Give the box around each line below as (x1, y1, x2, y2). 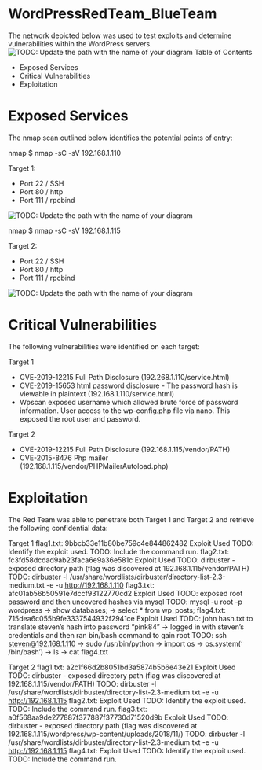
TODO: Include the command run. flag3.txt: (8, 704, 147, 713)
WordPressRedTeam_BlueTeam (8, 5, 217, 23)
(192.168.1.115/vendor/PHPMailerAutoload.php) (19, 461, 169, 470)
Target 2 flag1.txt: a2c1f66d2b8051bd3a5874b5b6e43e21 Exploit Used (8, 662, 236, 672)
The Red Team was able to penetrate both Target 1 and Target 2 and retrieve (8, 514, 255, 524)
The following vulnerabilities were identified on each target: (8, 341, 200, 351)
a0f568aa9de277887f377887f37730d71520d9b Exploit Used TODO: (8, 713, 229, 722)
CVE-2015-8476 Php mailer (19, 453, 108, 462)
